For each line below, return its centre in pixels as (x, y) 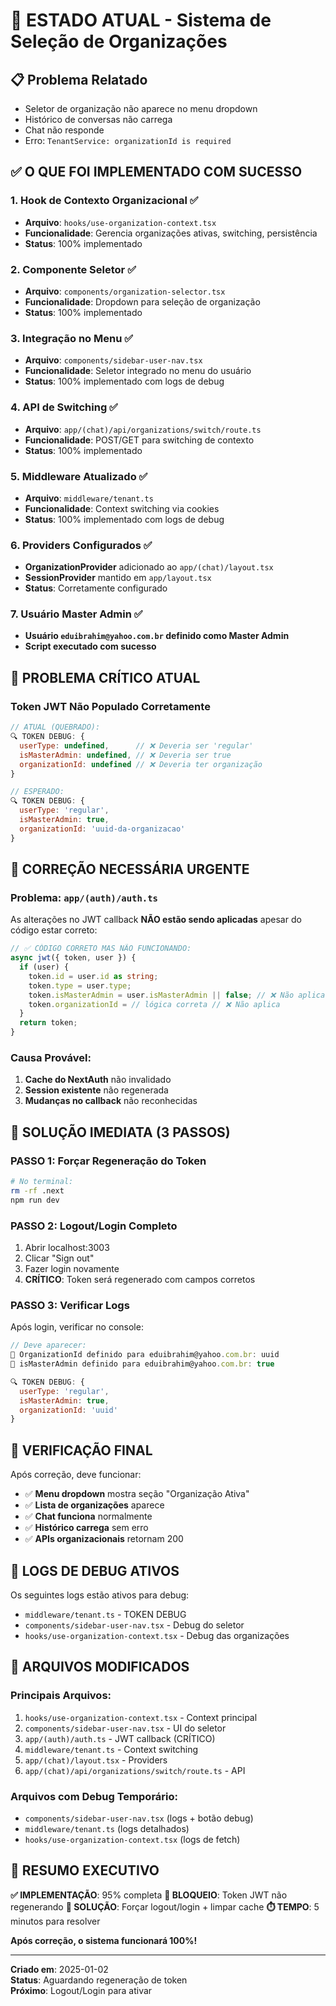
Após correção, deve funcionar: (76, 1475)
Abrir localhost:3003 (67, 1247)
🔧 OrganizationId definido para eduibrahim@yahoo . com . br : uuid (145, 1355)
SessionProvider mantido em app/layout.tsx (118, 578)
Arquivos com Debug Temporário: (94, 1796)
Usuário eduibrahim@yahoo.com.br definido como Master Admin (157, 636)
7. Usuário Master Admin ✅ (76, 614)
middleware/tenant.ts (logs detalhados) (107, 1828)
